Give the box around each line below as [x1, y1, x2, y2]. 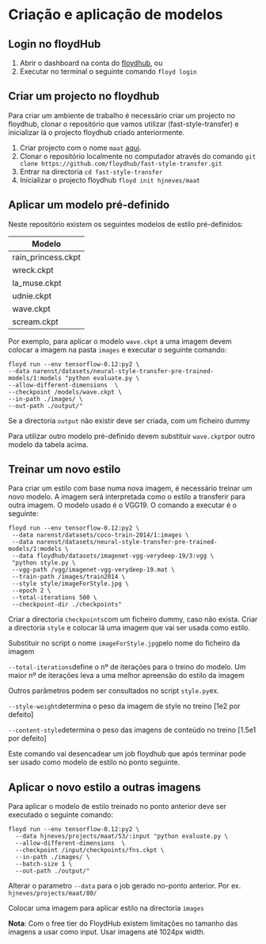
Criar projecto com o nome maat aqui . [19, 143, 142, 152]
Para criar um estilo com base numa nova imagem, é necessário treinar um [8, 484, 253, 493]
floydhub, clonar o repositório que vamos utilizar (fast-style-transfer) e [8, 119, 239, 129]
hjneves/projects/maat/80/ [8, 889, 97, 898]
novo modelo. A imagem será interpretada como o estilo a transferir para [8, 492, 245, 502]
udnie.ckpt [12, 290, 52, 301]
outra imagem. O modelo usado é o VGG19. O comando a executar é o [8, 500, 237, 510]
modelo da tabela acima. [8, 439, 89, 449]
